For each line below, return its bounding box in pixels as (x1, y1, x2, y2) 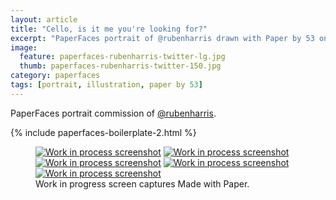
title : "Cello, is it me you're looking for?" (10, 24, 208, 34)
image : (10, 42, 38, 53)
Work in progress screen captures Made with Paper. (35, 177, 250, 190)
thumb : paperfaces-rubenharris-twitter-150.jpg (19, 61, 222, 71)
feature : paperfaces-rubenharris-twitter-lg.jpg (19, 52, 226, 62)
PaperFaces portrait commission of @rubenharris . (10, 107, 217, 119)
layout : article (10, 14, 78, 25)
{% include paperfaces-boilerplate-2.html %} (10, 126, 197, 138)
